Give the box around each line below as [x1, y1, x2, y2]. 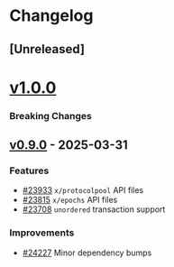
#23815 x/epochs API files [22, 195, 118, 206]
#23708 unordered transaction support [22, 204, 166, 215]
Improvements [9, 226, 75, 239]
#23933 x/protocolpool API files [22, 185, 144, 196]
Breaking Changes [9, 109, 93, 122]
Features [9, 164, 50, 177]
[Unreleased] [9, 41, 86, 57]
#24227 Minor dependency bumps [22, 247, 152, 258]
